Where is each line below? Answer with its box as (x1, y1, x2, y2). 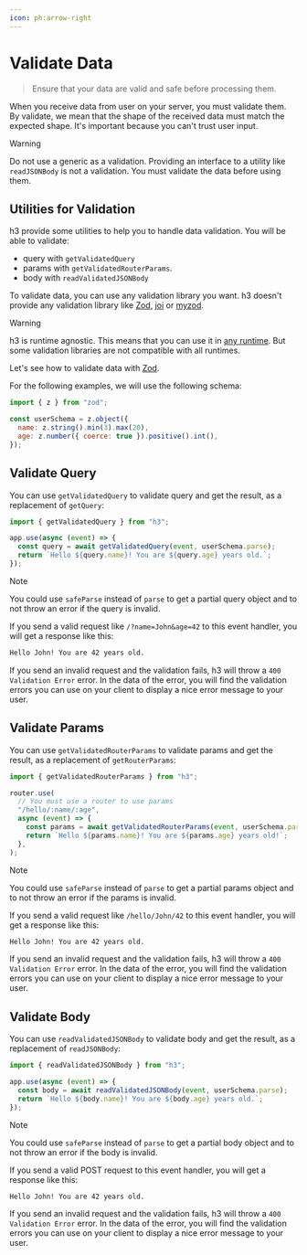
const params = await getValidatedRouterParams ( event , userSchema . (26, 823, 288, 832)
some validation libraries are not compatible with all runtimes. (9, 345, 240, 356)
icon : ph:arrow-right (9, 13, 92, 23)
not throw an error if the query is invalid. (9, 602, 161, 613)
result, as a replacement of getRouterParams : (9, 754, 176, 765)
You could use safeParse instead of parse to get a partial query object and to (9, 593, 298, 604)
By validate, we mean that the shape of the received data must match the (9, 111, 285, 122)
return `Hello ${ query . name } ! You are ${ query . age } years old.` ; (17, 550, 272, 560)
